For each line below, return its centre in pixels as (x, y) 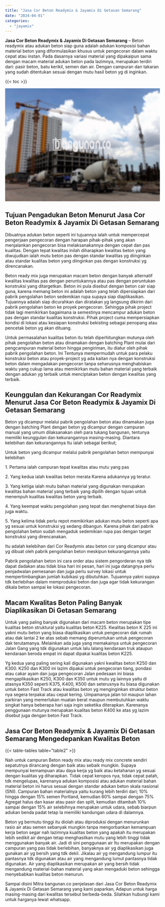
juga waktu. (17, 512)
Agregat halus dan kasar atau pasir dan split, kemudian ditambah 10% (76, 802)
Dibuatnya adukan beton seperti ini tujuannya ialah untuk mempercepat (77, 234)
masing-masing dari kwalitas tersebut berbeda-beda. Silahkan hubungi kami (82, 894)
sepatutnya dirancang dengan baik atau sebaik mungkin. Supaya (71, 765)
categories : (17, 21)
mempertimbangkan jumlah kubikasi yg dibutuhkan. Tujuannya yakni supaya (82, 577)
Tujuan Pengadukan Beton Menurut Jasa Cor (75, 215)
